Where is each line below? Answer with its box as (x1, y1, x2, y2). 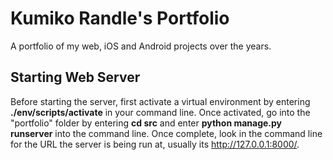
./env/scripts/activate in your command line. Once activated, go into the (10, 106, 311, 118)
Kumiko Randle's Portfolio (10, 7, 230, 30)
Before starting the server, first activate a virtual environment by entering (10, 95, 311, 107)
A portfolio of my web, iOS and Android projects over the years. (10, 40, 272, 52)
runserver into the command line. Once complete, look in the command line (10, 127, 323, 139)
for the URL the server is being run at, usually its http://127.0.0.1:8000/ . (10, 138, 300, 150)
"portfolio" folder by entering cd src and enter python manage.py (10, 117, 283, 129)
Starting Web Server (10, 69, 141, 86)
